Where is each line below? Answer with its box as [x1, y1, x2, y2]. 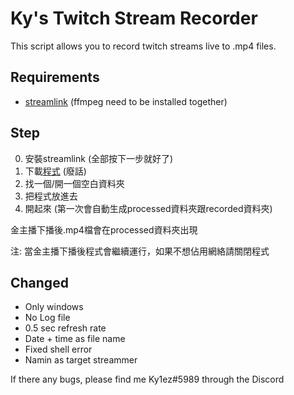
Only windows [24, 301, 84, 313]
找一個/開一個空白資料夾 [24, 177, 125, 189]
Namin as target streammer [24, 354, 138, 366]
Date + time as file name [24, 333, 126, 345]
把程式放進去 [24, 190, 78, 202]
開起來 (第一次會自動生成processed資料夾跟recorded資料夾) [24, 202, 273, 214]
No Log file [24, 312, 71, 324]
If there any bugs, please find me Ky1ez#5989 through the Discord [10, 373, 285, 386]
